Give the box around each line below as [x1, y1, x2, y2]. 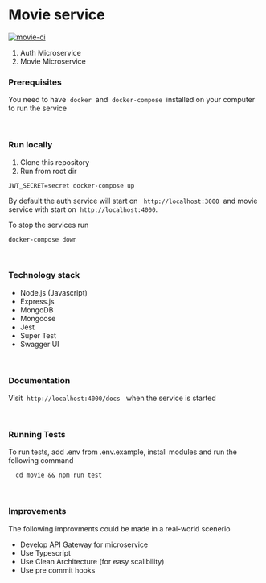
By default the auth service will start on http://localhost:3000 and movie [8, 196, 258, 205]
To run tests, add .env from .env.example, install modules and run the [8, 447, 238, 457]
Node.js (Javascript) [19, 287, 88, 297]
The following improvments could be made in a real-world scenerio [8, 523, 231, 533]
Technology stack [8, 270, 80, 281]
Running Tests [8, 429, 66, 440]
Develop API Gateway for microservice [19, 540, 149, 549]
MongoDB [19, 304, 54, 315]
